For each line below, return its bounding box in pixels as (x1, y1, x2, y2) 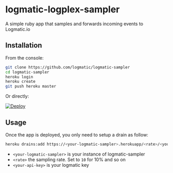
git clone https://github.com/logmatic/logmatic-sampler (5, 64, 130, 70)
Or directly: (5, 93, 29, 99)
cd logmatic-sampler (5, 70, 50, 75)
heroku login (5, 74, 33, 79)
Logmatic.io (5, 26, 30, 32)
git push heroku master (5, 84, 57, 89)
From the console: (5, 55, 44, 61)
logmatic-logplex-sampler (5, 4, 120, 15)
